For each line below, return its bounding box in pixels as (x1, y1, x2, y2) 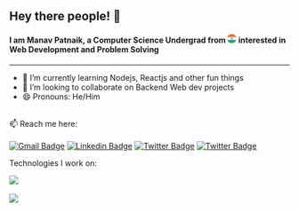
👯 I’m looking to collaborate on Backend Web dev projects (21, 82, 235, 92)
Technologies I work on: (9, 157, 98, 169)
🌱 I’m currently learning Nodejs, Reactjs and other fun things (21, 72, 245, 82)
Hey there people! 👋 (9, 9, 122, 24)
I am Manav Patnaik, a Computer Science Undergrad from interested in (9, 35, 287, 45)
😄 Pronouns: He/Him (21, 90, 101, 102)
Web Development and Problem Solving (9, 43, 159, 54)
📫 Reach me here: (9, 118, 78, 129)
